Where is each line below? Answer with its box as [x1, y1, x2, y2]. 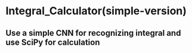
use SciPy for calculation [5, 37, 100, 47]
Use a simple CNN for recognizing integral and [5, 28, 181, 38]
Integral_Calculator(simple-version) [5, 4, 187, 18]
